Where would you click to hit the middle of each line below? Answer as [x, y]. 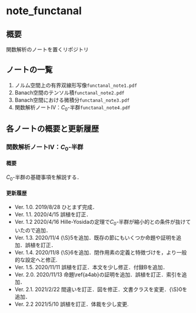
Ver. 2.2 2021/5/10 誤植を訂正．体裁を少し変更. [72, 304]
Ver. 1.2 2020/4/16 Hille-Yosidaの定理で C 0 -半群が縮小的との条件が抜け [100, 223]
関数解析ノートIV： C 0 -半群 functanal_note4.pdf [72, 108]
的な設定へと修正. [36, 260]
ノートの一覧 [29, 70]
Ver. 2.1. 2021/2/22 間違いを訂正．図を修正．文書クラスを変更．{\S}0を [101, 289]
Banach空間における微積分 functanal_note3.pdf [72, 100]
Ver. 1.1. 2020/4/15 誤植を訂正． [53, 214]
